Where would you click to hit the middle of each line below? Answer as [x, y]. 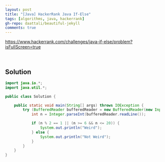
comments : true [21, 28]
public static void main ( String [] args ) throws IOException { [79, 105]
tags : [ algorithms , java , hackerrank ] [45, 19]
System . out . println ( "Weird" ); [71, 128]
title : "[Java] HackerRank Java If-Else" [48, 14]
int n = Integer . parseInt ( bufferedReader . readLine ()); [89, 115]
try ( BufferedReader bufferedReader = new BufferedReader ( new [88, 110]
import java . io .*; [24, 83]
